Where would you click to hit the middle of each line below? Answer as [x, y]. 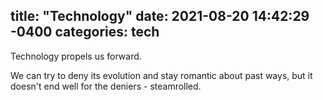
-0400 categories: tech [85, 32]
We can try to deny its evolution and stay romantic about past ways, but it [161, 75]
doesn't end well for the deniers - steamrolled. [106, 86]
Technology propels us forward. [76, 56]
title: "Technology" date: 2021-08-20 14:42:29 [160, 16]
